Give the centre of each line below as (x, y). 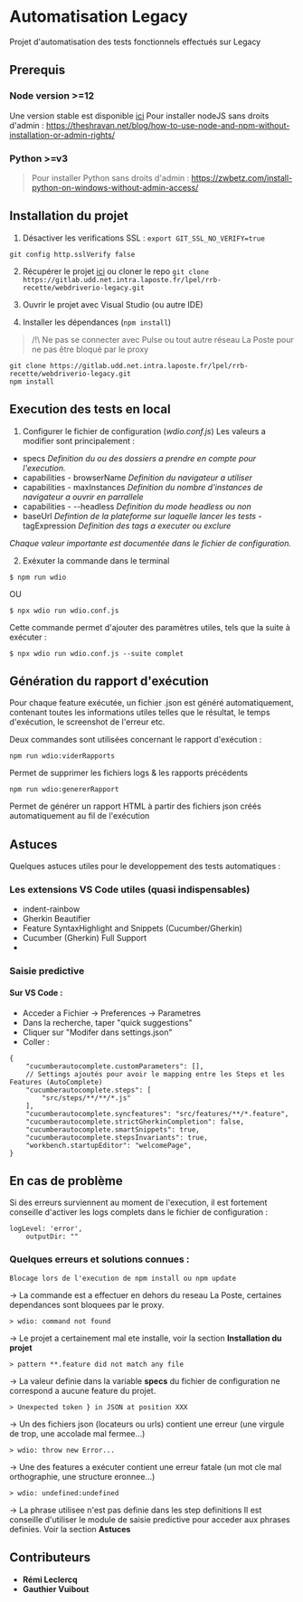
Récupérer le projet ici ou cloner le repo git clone (116, 271)
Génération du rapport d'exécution (109, 681)
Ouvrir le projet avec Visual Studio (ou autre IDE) (113, 304)
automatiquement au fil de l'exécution (80, 816)
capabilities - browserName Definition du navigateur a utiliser (137, 478)
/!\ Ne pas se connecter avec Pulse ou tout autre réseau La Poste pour (162, 339)
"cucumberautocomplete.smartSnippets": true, (113, 1129)
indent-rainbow (51, 909)
